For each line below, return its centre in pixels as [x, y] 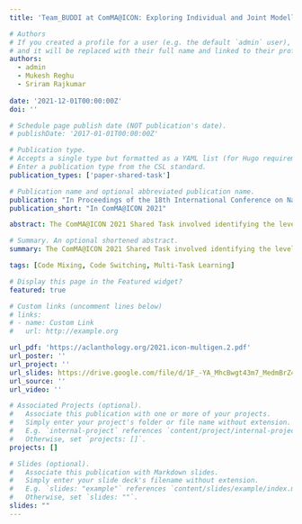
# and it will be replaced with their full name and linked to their [142, 50]
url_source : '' [38, 381]
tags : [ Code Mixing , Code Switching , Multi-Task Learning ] [122, 266]
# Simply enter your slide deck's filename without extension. [134, 481]
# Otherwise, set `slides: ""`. [74, 497]
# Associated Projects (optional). [76, 406]
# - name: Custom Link [52, 323]
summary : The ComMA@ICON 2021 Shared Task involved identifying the [140, 249]
